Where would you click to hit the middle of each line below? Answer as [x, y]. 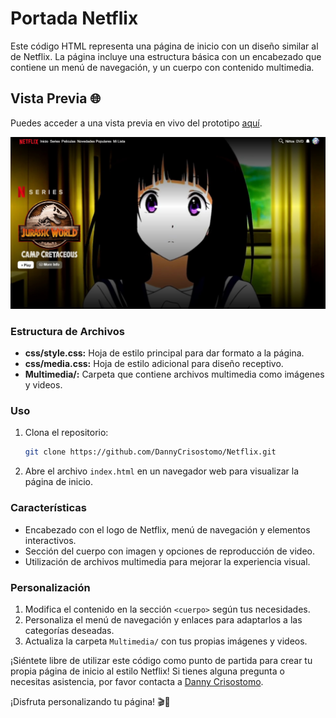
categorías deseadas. [69, 630]
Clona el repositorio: [66, 433]
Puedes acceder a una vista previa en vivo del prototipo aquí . [136, 123]
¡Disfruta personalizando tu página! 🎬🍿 [90, 701]
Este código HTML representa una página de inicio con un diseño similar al [164, 46]
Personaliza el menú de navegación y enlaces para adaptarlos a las [163, 619]
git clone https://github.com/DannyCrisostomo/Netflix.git [150, 452]
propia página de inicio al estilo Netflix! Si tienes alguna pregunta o [147, 671]
